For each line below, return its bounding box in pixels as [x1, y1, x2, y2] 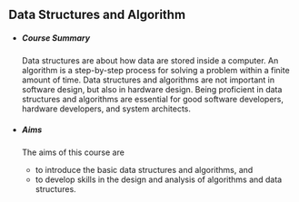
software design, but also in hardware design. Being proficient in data [21, 84, 283, 95]
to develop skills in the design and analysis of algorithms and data [35, 174, 283, 185]
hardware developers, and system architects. [21, 103, 192, 114]
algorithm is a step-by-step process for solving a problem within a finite [21, 65, 290, 76]
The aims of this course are [21, 147, 125, 158]
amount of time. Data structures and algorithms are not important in [21, 74, 274, 85]
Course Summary [21, 32, 91, 43]
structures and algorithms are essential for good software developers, [21, 94, 284, 105]
